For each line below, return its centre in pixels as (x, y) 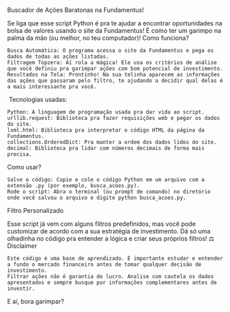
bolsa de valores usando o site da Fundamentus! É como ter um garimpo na (114, 31)
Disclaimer (22, 246)
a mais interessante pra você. (52, 87)
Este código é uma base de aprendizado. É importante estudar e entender (115, 258)
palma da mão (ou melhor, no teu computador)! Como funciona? (98, 38)
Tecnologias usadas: (38, 100)
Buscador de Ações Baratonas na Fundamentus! (76, 10)
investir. (21, 289)
